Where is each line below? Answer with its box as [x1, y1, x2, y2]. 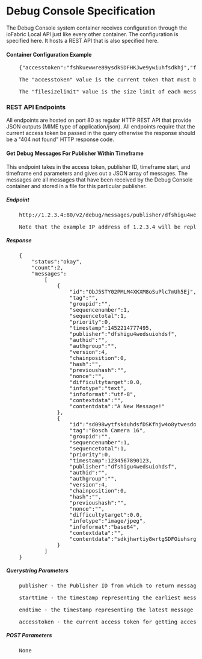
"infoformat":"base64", [69, 523, 140, 530]
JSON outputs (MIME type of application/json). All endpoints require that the [6, 123, 195, 130]
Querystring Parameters [6, 567, 69, 574]
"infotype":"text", [69, 385, 127, 391]
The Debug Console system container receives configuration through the [6, 24, 188, 31]
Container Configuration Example [6, 51, 92, 58]
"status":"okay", [31, 258, 83, 265]
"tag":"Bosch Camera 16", [69, 427, 146, 434]
